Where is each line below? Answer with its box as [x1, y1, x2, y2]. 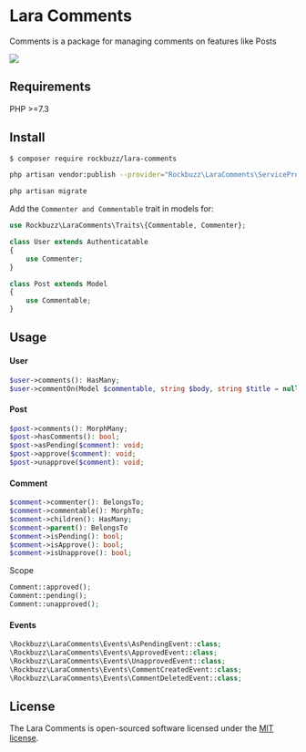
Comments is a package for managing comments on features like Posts [9, 36, 277, 46]
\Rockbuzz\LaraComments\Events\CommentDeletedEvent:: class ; [9, 674, 243, 683]
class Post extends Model [9, 279, 107, 288]
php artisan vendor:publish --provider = [9, 170, 166, 180]
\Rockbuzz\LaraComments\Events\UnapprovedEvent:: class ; [9, 656, 226, 665]
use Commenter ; [25, 254, 84, 263]
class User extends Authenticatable [9, 238, 148, 247]
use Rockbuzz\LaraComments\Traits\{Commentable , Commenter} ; [9, 221, 247, 231]
